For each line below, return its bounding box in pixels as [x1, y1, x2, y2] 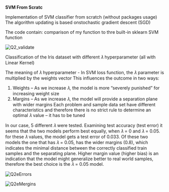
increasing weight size [12, 91, 60, 96]
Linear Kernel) [5, 60, 35, 66]
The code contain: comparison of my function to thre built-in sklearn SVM [5, 29, 159, 35]
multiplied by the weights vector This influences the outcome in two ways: [5, 75, 160, 81]
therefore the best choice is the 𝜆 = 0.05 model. [5, 161, 104, 167]
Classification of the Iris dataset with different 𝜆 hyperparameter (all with [5, 54, 156, 60]
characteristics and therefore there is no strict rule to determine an [12, 107, 151, 113]
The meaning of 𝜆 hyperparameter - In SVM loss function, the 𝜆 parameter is [5, 70, 164, 75]
